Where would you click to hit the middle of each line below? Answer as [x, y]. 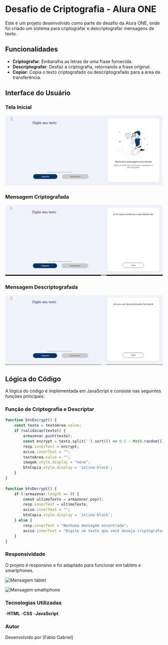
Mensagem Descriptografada [42, 287]
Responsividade [25, 554]
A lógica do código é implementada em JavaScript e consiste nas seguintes [83, 391]
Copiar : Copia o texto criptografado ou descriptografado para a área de [86, 72]
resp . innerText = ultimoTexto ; [56, 505]
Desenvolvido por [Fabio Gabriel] [39, 638]
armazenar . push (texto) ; [48, 436]
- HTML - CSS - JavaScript [32, 614]
